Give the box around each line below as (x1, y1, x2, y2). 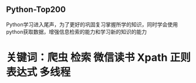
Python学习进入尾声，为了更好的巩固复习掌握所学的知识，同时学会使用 (6, 20, 178, 28)
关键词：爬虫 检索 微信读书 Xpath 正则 (6, 51, 191, 64)
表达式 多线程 (6, 65, 71, 78)
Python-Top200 (6, 5, 66, 15)
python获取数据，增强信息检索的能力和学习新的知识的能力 (6, 28, 147, 35)
